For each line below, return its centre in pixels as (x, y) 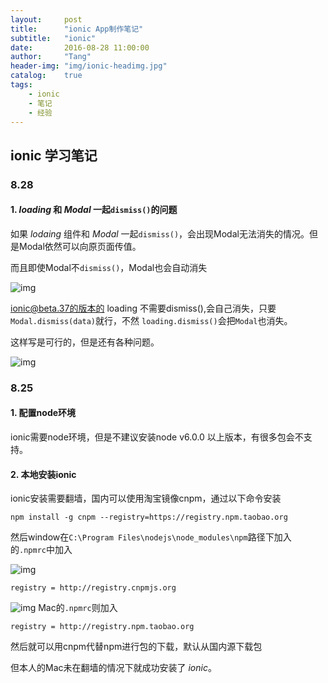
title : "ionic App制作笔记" (77, 29)
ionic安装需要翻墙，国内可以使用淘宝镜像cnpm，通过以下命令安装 (146, 498)
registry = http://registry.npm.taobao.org (102, 627)
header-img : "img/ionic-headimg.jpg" (89, 66)
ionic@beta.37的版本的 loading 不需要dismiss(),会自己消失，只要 (143, 308)
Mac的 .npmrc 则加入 (78, 608)
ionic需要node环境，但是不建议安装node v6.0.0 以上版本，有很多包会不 (157, 437)
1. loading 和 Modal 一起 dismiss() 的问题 (94, 210)
